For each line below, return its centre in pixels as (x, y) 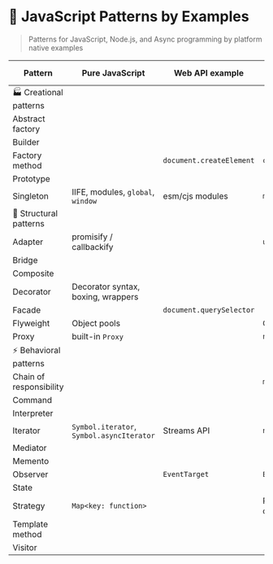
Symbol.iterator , (104, 426)
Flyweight (31, 323)
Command (32, 400)
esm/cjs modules (196, 196)
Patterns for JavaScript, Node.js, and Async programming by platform (145, 39)
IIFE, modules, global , (113, 192)
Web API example (208, 72)
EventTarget (186, 474)
